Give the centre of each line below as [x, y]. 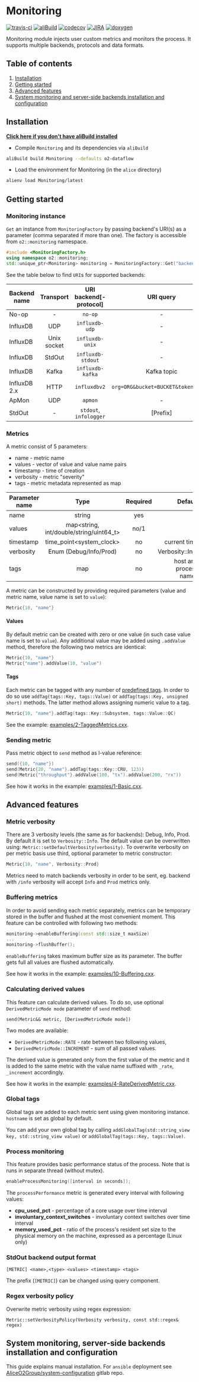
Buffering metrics [32, 898]
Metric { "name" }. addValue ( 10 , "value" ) [54, 663]
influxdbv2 [90, 387]
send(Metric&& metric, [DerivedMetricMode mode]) [69, 1019]
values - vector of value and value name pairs [70, 464]
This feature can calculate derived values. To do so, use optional [85, 1002]
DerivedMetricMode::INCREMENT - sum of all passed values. [86, 1048]
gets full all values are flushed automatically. [60, 962]
